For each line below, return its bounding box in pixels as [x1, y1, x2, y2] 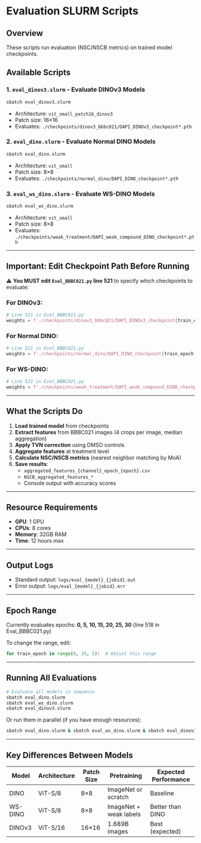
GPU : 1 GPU [14, 518, 45, 525]
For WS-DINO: [6, 365, 48, 373]
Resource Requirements [6, 503, 98, 513]
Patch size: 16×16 [14, 116, 58, 123]
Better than [150, 802, 181, 811]
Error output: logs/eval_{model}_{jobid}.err [14, 582, 126, 590]
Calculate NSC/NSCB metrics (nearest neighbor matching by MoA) [14, 454, 181, 461]
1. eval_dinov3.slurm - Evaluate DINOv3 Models [6, 86, 145, 94]
